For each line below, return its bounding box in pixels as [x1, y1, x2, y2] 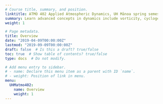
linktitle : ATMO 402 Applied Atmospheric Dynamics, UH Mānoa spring [5, 12, 147, 16]
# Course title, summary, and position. [5, 7, 88, 12]
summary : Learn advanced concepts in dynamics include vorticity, [5, 16, 142, 21]
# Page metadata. [5, 29, 40, 34]
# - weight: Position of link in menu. [5, 74, 86, 78]
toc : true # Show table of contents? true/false [5, 52, 108, 56]
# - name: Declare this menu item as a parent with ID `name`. [5, 69, 136, 74]
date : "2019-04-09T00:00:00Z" [5, 38, 66, 43]
